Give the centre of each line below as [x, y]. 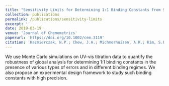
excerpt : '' [18, 24]
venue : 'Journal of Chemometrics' [41, 33]
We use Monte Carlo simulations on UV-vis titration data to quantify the [79, 56]
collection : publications [32, 14]
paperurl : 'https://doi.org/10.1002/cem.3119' [55, 38]
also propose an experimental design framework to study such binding [78, 72]
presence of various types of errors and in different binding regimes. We [80, 67]
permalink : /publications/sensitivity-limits [54, 19]
